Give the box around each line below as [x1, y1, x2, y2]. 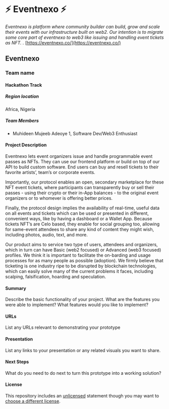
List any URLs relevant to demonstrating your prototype [5, 324, 121, 330]
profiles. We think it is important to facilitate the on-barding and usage [5, 252, 151, 258]
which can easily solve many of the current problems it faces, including [5, 268, 154, 274]
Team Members [5, 118, 39, 124]
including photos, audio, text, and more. [5, 231, 88, 238]
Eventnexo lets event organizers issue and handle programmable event [5, 153, 153, 159]
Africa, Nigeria [5, 106, 35, 112]
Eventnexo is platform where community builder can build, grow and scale [5, 23, 160, 30]
